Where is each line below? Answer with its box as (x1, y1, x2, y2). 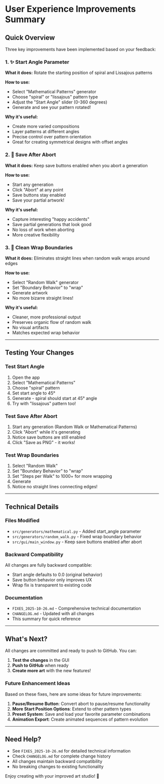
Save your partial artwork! (12, 197, 64, 203)
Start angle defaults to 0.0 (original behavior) (12, 572, 102, 577)
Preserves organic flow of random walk (12, 319, 92, 325)
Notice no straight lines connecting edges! (12, 484, 98, 490)
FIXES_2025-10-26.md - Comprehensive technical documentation (12, 605, 141, 611)
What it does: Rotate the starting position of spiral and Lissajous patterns (5, 70, 153, 76)
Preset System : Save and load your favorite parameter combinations (12, 711, 151, 717)
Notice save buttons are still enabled (12, 434, 86, 440)
